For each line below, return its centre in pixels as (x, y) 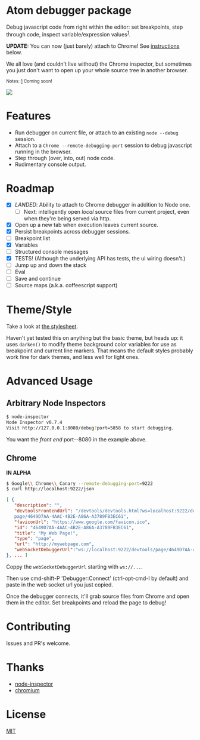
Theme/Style (39, 310)
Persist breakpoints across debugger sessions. (72, 231)
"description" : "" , (38, 505)
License (26, 715)
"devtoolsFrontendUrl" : (43, 511)
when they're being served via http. (67, 218)
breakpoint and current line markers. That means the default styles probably (100, 351)
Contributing (38, 627)
